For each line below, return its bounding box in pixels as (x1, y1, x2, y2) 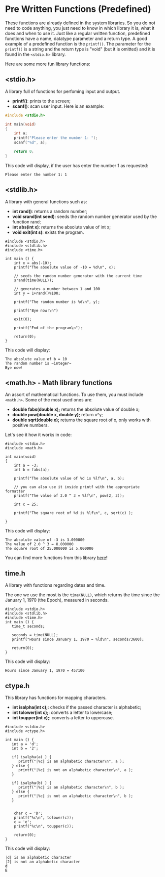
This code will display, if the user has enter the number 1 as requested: (5, 162, 149, 169)
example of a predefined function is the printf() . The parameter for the (5, 41, 151, 46)
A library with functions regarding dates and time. (5, 582, 106, 588)
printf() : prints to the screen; (12, 98, 71, 104)
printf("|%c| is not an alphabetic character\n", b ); (18, 793, 133, 798)
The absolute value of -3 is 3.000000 (5, 537, 85, 542)
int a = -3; (14, 463, 38, 468)
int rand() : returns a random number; (12, 208, 88, 214)
